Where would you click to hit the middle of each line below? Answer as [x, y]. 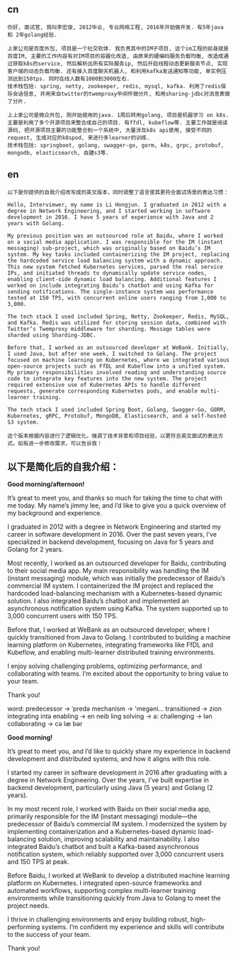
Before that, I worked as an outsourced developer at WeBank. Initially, [119, 347]
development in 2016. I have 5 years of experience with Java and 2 [110, 217]
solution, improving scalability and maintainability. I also [119, 839]
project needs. [28, 906]
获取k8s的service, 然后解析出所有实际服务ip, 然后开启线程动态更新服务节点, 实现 [120, 64]
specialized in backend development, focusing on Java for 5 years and [110, 542]
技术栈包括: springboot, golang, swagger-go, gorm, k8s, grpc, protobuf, [116, 145]
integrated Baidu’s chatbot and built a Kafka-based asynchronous [103, 847]
